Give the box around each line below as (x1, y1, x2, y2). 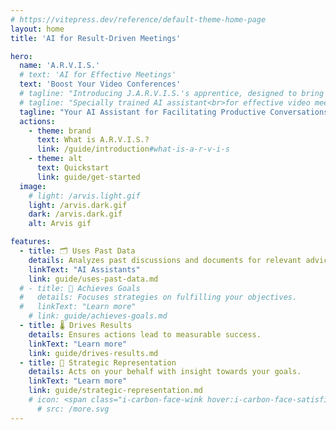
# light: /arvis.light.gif (28, 191, 141, 201)
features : (10, 237, 52, 247)
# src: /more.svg (36, 404, 110, 414)
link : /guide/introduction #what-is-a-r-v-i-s (36, 144, 230, 155)
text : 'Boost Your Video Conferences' (19, 79, 182, 90)
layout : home (10, 24, 65, 34)
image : (19, 181, 47, 191)
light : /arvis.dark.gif (28, 200, 128, 210)
